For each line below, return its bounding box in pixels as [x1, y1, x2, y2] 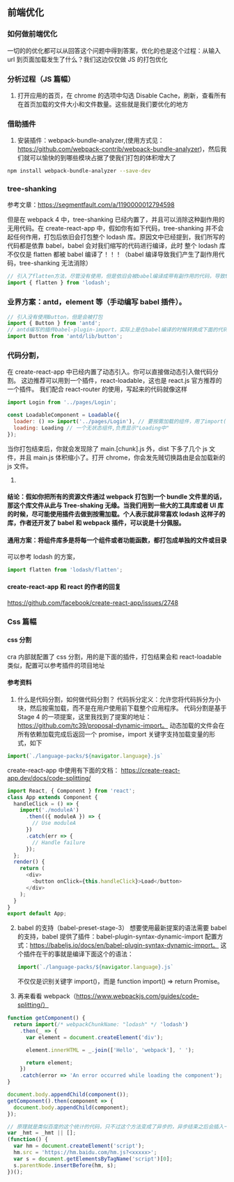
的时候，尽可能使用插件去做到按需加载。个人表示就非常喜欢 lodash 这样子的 [7, 510, 226, 519]
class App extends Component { [7, 794, 98, 801]
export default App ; [7, 911, 68, 917]
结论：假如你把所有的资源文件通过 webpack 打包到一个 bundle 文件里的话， [7, 493, 226, 501]
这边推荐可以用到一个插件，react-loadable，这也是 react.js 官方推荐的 [20, 377, 222, 385]
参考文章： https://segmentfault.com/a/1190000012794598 [7, 200, 175, 209]
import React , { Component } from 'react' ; [7, 787, 136, 794]
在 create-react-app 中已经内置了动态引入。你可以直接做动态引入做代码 [7, 368, 213, 376]
